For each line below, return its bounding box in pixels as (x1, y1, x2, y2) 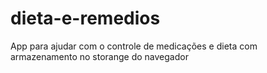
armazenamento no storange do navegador (10, 50, 189, 62)
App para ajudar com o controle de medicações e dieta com (10, 40, 258, 52)
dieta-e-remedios (10, 7, 161, 30)
